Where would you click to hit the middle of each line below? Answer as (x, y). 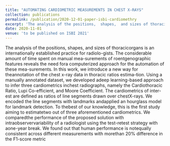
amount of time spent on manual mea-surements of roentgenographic (78, 58)
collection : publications (32, 15)
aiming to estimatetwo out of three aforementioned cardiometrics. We (78, 112)
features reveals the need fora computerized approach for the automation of (85, 64)
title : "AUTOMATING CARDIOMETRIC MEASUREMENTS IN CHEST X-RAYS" (74, 10)
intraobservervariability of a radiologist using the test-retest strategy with (81, 123)
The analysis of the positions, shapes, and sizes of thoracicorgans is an (80, 48)
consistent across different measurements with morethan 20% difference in (84, 134)
